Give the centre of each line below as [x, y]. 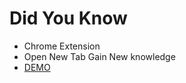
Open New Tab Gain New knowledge [99, 56]
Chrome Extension [62, 46]
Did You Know [68, 18]
